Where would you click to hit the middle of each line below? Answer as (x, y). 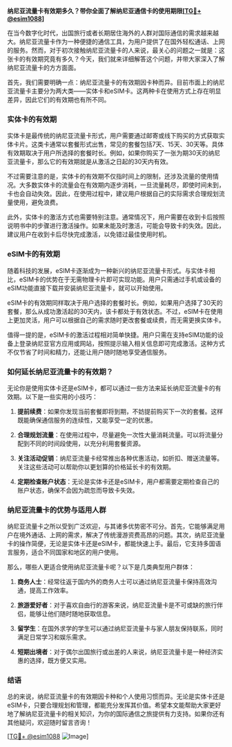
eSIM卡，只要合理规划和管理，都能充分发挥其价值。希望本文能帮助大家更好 (114, 705)
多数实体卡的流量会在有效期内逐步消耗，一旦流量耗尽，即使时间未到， (125, 185)
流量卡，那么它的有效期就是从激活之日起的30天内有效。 (93, 161)
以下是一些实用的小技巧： (61, 396)
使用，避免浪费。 (37, 202)
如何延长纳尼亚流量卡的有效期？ (60, 371)
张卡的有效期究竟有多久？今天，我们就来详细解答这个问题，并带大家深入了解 (116, 59)
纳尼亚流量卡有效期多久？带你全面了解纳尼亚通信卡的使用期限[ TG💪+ (104, 11)
